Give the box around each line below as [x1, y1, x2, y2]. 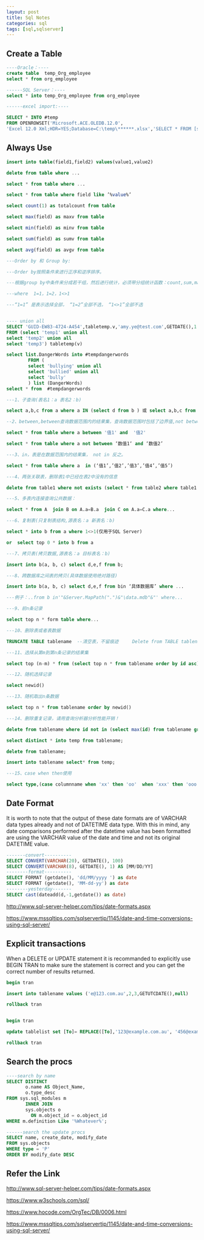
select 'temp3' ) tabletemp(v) [6, 340, 83, 347]
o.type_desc [25, 1090, 56, 1096]
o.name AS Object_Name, [25, 1084, 86, 1090]
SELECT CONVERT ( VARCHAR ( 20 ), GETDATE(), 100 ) [6, 858, 123, 864]
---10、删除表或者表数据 [6, 627, 61, 633]
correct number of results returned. [6, 968, 95, 975]
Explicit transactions [6, 939, 86, 949]
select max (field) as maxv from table [6, 214, 104, 220]
